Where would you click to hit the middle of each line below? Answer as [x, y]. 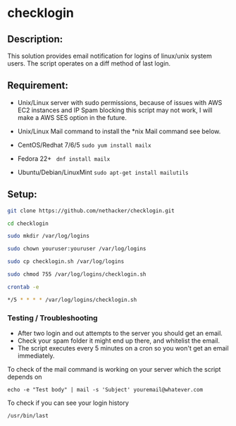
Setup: [22, 194]
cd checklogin [28, 224]
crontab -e [23, 287]
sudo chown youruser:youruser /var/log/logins [77, 249]
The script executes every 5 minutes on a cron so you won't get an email [123, 348]
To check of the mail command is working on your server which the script [114, 369]
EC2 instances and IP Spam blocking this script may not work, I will [115, 110]
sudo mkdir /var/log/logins [49, 236]
